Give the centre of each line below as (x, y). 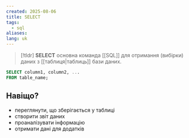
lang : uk (17, 39)
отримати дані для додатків (49, 129)
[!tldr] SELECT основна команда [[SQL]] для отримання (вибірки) (102, 55)
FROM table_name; (27, 77)
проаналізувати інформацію (50, 122)
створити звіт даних (40, 116)
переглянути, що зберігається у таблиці (65, 110)
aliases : (17, 33)
